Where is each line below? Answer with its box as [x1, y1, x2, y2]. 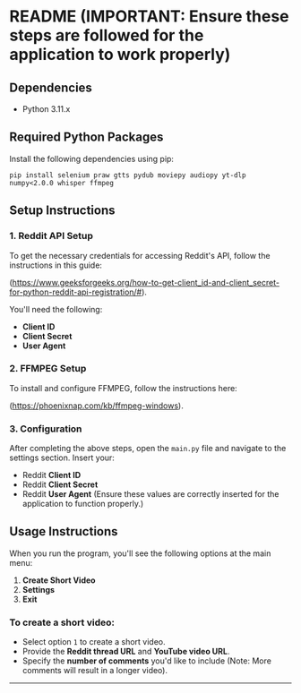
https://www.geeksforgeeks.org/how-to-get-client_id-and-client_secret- [12, 277, 280, 287]
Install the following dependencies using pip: [9, 153, 175, 164]
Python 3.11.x [21, 104, 71, 114]
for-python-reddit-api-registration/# [9, 287, 142, 297]
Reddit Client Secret [21, 479, 99, 490]
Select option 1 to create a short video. [21, 637, 166, 647]
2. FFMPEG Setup [9, 363, 87, 375]
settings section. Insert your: [9, 452, 115, 463]
